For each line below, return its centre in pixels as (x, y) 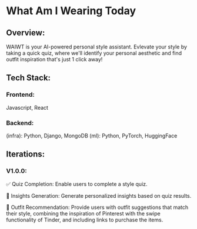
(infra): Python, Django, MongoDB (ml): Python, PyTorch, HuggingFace (92, 135)
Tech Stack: (29, 78)
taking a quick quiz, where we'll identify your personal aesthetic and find (94, 53)
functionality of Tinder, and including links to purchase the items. (85, 220)
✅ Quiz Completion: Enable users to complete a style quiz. (77, 184)
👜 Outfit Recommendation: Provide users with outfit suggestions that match (97, 207)
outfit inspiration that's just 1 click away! (54, 59)
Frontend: (21, 94)
